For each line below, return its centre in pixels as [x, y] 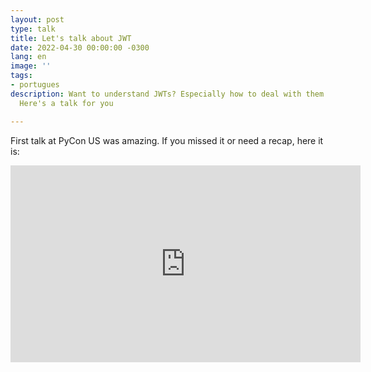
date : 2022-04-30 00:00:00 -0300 [80, 47]
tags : [21, 76]
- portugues [35, 85]
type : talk [33, 29]
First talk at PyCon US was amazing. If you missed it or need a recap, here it [167, 140]
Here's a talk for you [66, 103]
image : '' [31, 66]
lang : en [28, 57]
